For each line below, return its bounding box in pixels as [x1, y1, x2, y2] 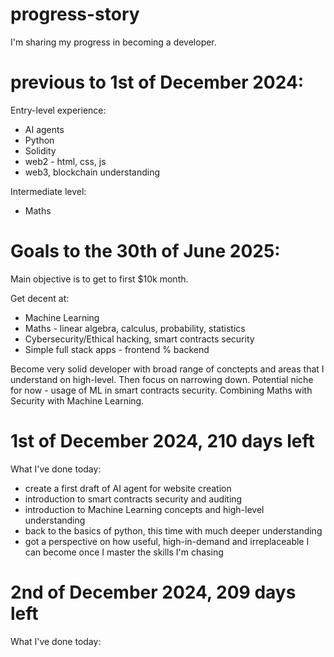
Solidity [24, 144, 57, 157]
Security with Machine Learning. [10, 394, 145, 407]
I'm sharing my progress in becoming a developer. [10, 36, 217, 48]
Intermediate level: [10, 185, 87, 197]
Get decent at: [10, 292, 70, 304]
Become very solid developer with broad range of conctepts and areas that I [10, 363, 325, 375]
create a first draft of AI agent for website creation [24, 482, 232, 494]
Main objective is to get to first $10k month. [10, 273, 189, 285]
